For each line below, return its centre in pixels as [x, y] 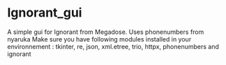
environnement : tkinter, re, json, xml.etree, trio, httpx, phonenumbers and [113, 46]
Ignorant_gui [45, 13]
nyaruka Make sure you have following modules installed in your [99, 39]
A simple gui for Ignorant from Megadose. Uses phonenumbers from [106, 32]
